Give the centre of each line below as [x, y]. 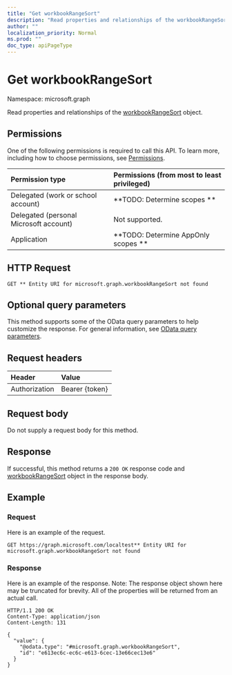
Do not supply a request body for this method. [73, 430]
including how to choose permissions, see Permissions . [86, 158]
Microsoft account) [42, 224]
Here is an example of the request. [56, 532]
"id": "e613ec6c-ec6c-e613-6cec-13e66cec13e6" [88, 653]
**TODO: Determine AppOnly [162, 235]
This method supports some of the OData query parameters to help [103, 322]
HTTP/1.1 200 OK [30, 610]
